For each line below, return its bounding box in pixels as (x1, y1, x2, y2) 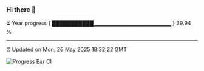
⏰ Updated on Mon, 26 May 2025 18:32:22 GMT (6, 46, 127, 53)
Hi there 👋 (6, 5, 36, 14)
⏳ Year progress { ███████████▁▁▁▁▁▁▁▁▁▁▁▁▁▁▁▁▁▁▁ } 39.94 (6, 19, 191, 27)
